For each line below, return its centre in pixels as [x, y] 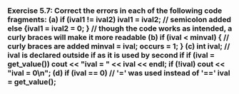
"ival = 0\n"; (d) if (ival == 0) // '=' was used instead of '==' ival [119, 73]
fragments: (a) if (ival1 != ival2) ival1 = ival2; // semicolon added [119, 19]
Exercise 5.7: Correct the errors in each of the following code [115, 11]
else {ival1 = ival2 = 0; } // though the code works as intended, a [120, 28]
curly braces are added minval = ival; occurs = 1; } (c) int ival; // [119, 46]
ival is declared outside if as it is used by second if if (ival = [111, 55]
